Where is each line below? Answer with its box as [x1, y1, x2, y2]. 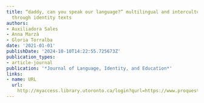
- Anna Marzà [6, 32, 39, 38]
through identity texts [12, 15, 72, 21]
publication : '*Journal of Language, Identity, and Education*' [6, 65, 172, 71]
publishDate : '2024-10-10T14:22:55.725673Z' [6, 48, 121, 55]
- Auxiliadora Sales [6, 25, 59, 32]
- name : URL [6, 76, 36, 82]
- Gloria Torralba [6, 37, 53, 43]
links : [6, 71, 23, 77]
